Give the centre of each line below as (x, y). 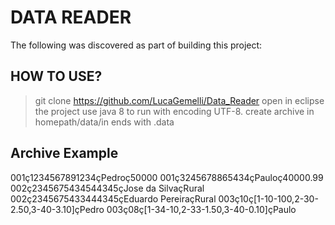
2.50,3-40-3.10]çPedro (57, 209)
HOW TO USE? (56, 76)
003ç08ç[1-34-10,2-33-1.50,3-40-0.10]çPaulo (201, 209)
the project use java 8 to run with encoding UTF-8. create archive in (174, 111)
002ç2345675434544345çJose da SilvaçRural (107, 188)
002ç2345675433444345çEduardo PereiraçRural (113, 198)
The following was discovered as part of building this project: (136, 45)
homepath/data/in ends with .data (104, 122)
